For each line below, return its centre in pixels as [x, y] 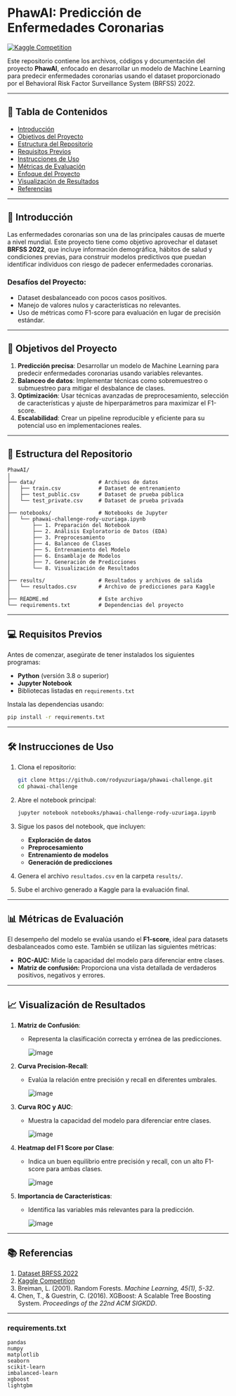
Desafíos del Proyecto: [47, 282]
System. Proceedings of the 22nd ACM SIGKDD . [87, 1303]
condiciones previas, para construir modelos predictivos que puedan [107, 256]
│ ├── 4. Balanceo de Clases [59, 544]
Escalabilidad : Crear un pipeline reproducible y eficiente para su [111, 418]
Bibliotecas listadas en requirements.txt [76, 691]
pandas [17, 1343]
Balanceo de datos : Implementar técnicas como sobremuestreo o [113, 380]
